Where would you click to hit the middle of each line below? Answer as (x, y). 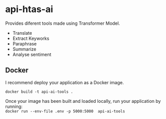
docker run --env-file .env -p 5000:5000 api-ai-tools (65, 111)
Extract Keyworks (31, 38)
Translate (22, 33)
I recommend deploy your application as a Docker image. (65, 82)
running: (14, 106)
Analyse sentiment (32, 54)
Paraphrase (24, 43)
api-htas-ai (29, 9)
